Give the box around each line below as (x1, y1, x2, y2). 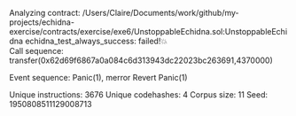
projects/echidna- (9, 17, 75, 27)
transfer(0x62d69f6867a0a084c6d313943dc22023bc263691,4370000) (9, 55, 273, 66)
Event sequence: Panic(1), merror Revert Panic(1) (9, 73, 188, 82)
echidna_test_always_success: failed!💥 (25, 35, 168, 46)
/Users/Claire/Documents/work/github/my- (82, 8, 239, 18)
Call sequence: (9, 46, 64, 56)
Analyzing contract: (9, 8, 82, 18)
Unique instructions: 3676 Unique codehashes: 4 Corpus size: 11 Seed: (9, 89, 269, 100)
